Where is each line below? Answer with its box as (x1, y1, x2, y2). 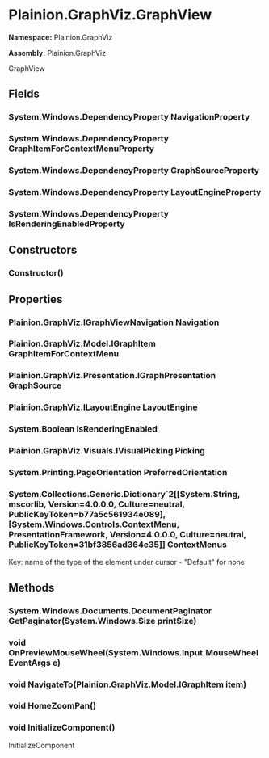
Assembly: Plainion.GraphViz (8, 48, 107, 57)
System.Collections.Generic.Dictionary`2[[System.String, (8, 489, 241, 500)
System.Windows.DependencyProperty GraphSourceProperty (8, 165, 260, 176)
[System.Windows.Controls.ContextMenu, (8, 519, 179, 530)
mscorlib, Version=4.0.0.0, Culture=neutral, (8, 499, 185, 510)
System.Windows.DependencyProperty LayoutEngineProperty (8, 187, 262, 198)
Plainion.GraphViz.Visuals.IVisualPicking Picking (8, 445, 206, 457)
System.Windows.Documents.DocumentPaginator (8, 604, 212, 616)
